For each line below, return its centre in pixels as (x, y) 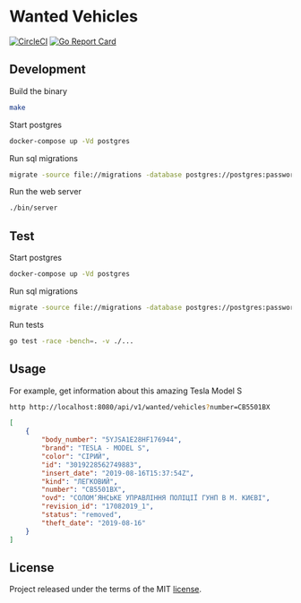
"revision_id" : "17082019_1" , (98, 507)
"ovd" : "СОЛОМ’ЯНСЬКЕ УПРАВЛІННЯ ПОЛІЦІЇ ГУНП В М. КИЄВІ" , (156, 498)
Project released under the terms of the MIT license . (106, 590)
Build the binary (39, 90)
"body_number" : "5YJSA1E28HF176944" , (112, 440)
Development (48, 69)
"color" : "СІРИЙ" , (76, 456)
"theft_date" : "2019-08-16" (94, 523)
